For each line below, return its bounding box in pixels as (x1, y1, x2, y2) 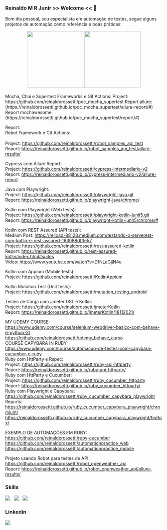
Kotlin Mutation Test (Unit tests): (5, 284, 71, 290)
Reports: (5, 399, 23, 405)
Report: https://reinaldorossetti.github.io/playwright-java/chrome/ (5, 197, 140, 203)
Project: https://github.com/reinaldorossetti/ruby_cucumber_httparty (5, 377, 146, 383)
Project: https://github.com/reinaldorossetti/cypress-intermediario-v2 (5, 166, 148, 172)
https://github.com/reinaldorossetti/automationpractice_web (5, 440, 129, 446)
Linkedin (5, 508, 26, 515)
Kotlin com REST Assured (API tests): (5, 227, 81, 233)
